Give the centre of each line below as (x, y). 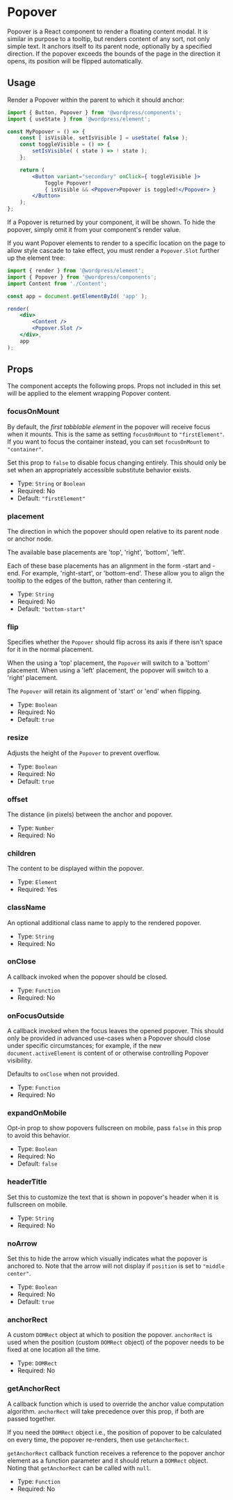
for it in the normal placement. (50, 649)
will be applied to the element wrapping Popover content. (89, 394)
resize (18, 738)
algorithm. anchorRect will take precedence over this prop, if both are (106, 1411)
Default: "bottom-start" (51, 609)
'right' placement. (32, 678)
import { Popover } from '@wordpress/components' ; (82, 277)
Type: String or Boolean (51, 483)
